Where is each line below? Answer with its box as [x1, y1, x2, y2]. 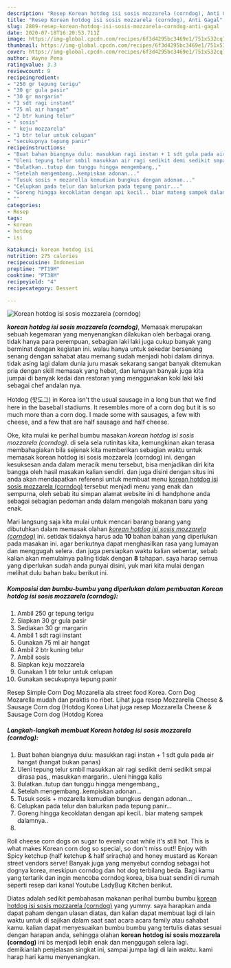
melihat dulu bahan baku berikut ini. [7, 569, 109, 577]
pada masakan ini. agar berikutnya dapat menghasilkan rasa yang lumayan [7, 539, 219, 548]
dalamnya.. [16, 817, 49, 825]
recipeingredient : [7, 74, 60, 81]
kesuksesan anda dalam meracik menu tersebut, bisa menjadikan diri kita [7, 460, 214, 469]
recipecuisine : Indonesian [7, 259, 85, 266]
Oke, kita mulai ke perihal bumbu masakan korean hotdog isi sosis [7, 431, 195, 440]
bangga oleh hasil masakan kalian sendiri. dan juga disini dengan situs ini [7, 468, 214, 476]
